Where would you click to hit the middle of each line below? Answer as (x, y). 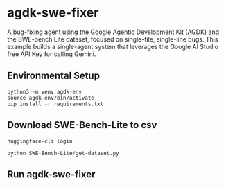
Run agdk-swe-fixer (51, 174)
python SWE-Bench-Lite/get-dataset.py (63, 153)
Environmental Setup (54, 76)
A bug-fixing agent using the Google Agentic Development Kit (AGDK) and (113, 32)
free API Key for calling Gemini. (52, 54)
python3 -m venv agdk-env (44, 91)
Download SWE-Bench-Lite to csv (82, 125)
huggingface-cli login (40, 141)
